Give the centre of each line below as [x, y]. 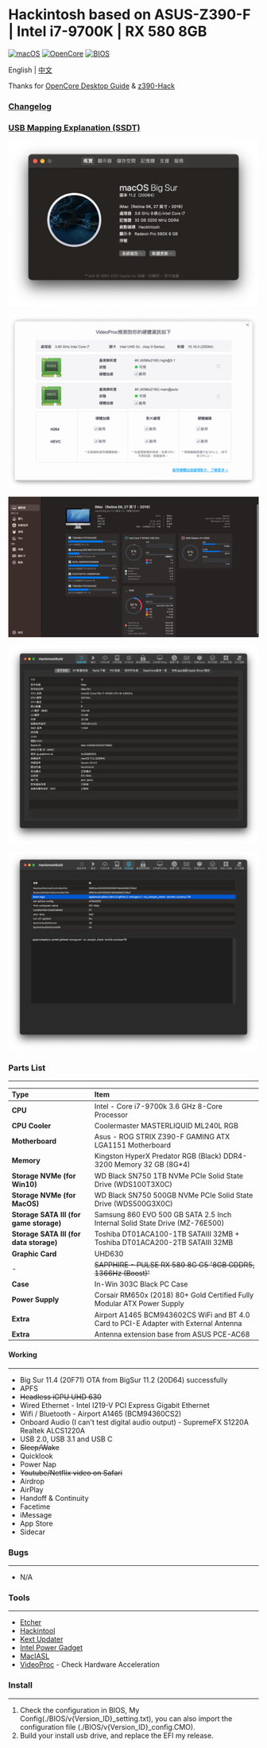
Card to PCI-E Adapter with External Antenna [168, 1323]
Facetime [35, 1506]
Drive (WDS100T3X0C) [133, 1184]
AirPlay [31, 1489]
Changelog [30, 106]
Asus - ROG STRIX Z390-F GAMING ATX [162, 1137]
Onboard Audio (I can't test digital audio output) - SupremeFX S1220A [134, 1422]
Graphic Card [34, 1254]
